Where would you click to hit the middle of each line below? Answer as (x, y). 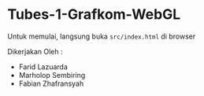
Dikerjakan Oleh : (35, 51)
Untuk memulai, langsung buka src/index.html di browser (102, 36)
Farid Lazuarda (43, 66)
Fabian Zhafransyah (51, 83)
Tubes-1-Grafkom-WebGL (94, 15)
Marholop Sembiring (52, 75)
